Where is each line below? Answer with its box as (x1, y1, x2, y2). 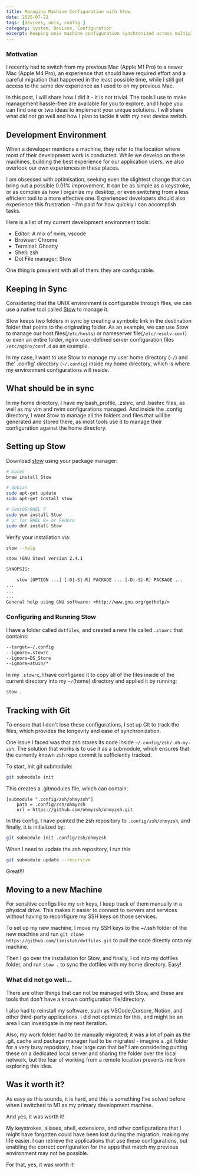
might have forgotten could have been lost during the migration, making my (6, 1130, 189, 1138)
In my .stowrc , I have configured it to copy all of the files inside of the (6, 672, 175, 679)
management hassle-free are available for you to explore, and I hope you (6, 100, 183, 107)
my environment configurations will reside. (6, 367, 110, 374)
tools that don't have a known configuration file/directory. (6, 995, 146, 1003)
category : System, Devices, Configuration (6, 25, 112, 31)
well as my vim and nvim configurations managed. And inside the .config (6, 406, 183, 413)
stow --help (6, 545, 35, 551)
